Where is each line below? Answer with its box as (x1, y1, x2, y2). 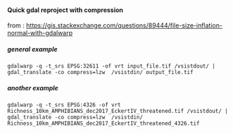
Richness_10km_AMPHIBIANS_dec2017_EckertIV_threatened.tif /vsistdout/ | (7, 108, 229, 115)
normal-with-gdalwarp (7, 29, 73, 37)
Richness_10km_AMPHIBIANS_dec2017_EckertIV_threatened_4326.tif (7, 120, 200, 127)
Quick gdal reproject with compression (7, 6, 124, 14)
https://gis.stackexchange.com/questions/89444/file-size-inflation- (25, 21, 223, 30)
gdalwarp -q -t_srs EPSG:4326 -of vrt (7, 102, 121, 109)
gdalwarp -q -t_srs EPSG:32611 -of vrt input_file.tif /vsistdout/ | (7, 63, 216, 70)
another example (7, 83, 58, 92)
